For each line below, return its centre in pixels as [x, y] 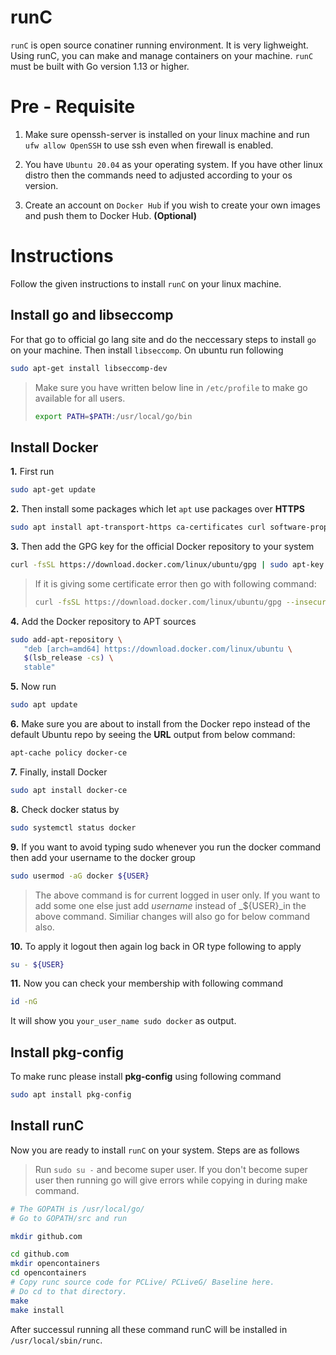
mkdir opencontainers [55, 1264]
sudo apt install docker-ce [69, 790]
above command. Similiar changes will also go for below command [172, 916]
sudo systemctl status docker [73, 827]
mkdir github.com [46, 1236]
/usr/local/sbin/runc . [56, 1340]
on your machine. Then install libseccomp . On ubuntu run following [147, 350]
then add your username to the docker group [103, 857]
